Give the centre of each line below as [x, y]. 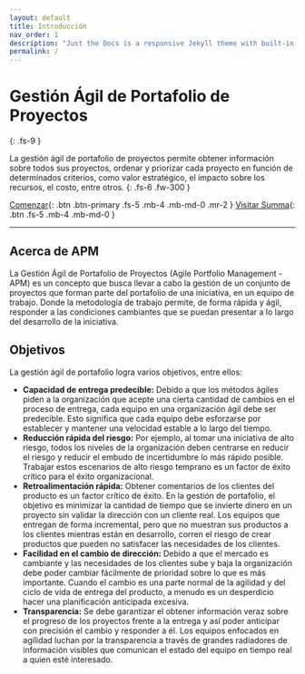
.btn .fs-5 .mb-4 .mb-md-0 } [62, 215]
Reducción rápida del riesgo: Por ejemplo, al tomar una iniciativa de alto [158, 437]
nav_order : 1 [34, 34]
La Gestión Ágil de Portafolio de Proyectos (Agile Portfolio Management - [146, 273]
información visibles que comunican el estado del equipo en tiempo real [157, 650]
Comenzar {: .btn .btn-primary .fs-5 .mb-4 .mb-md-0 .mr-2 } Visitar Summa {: [152, 205]
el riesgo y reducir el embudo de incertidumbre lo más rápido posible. [153, 457]
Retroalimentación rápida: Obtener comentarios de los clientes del [148, 485]
